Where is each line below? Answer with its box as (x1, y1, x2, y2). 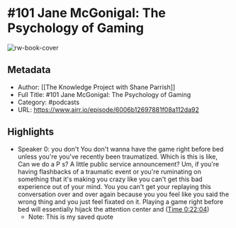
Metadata (7, 64, 51, 76)
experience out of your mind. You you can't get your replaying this (17, 182, 211, 190)
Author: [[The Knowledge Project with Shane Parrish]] (17, 83, 176, 91)
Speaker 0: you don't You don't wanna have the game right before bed (17, 144, 224, 153)
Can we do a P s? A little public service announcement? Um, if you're (17, 159, 220, 168)
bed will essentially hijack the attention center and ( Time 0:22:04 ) (17, 205, 210, 213)
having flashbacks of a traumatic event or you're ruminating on (17, 167, 202, 176)
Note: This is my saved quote (28, 212, 113, 221)
